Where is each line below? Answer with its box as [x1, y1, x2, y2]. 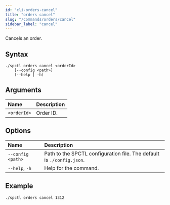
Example [5, 182, 33, 190]
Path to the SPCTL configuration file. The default [44, 150, 159, 157]
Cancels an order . [5, 35, 42, 41]
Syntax [5, 50, 28, 59]
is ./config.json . [44, 156, 85, 163]
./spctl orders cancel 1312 [5, 195, 65, 200]
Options [5, 127, 31, 135]
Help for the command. [44, 165, 99, 172]
